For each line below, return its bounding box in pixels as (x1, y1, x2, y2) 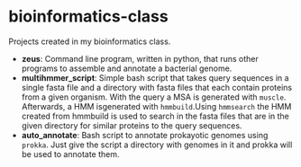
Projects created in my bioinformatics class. (8, 36, 171, 47)
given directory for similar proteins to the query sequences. (21, 119, 242, 131)
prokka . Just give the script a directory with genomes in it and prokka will (21, 139, 293, 150)
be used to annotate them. (21, 148, 120, 159)
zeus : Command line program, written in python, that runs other (21, 53, 259, 64)
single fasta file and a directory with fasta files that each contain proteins (21, 82, 293, 92)
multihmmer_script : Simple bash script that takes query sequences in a (21, 72, 289, 83)
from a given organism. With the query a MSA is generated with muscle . (21, 92, 287, 102)
